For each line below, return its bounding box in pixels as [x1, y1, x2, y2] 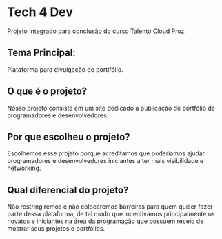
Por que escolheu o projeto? [7, 131, 130, 142]
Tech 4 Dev [7, 4, 74, 20]
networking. [7, 164, 41, 173]
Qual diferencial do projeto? [7, 184, 129, 195]
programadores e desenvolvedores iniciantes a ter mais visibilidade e [7, 157, 204, 165]
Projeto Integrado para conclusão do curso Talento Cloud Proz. [7, 27, 186, 35]
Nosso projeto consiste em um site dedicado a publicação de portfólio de [7, 104, 216, 112]
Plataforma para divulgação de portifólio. [7, 65, 123, 73]
